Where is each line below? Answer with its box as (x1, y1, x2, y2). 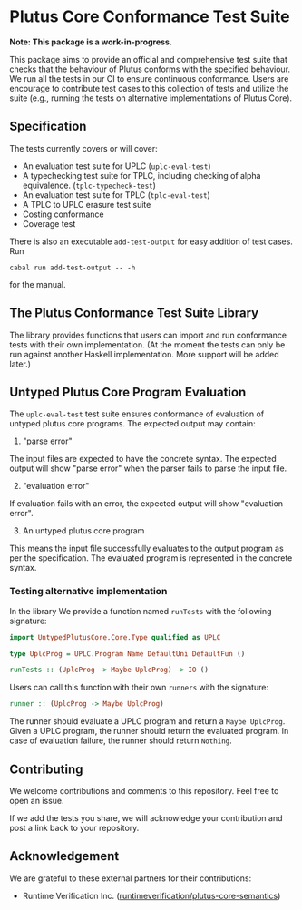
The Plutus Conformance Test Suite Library (9, 306, 259, 321)
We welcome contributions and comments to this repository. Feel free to (9, 785, 279, 796)
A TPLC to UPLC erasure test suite (22, 199, 151, 210)
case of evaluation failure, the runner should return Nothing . (9, 735, 233, 746)
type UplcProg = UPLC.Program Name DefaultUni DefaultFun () (9, 649, 246, 659)
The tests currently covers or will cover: (9, 142, 159, 153)
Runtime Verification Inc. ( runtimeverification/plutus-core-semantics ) (22, 890, 281, 901)
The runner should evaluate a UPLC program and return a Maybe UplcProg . (9, 716, 286, 727)
